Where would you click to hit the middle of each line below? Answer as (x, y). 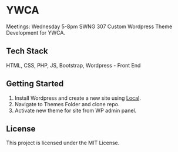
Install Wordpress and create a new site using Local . (78, 98)
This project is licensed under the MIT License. (63, 143)
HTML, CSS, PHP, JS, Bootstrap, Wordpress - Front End (73, 65)
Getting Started (35, 84)
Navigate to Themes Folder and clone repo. (67, 104)
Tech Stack (27, 51)
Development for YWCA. (36, 32)
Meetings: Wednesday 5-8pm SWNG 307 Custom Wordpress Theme (89, 26)
